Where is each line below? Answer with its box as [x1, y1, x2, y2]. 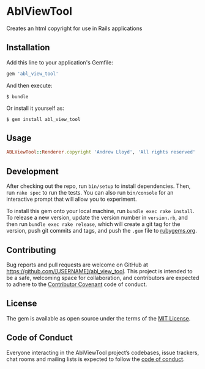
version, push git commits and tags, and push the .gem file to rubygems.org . [6, 227, 198, 235]
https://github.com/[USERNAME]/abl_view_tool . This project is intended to [6, 267, 193, 274]
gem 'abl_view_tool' [6, 71, 59, 77]
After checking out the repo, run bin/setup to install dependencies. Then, [6, 182, 191, 190]
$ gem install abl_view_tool [6, 116, 81, 122]
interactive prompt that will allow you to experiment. [6, 195, 137, 203]
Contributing [6, 244, 56, 255]
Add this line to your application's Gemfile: [6, 58, 113, 66]
